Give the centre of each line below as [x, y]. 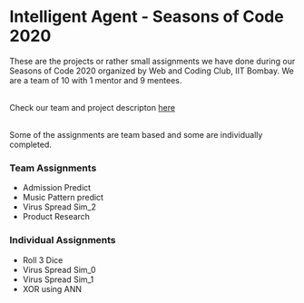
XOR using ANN [52, 288]
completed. [30, 144]
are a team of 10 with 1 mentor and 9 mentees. [96, 80]
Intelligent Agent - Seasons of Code [147, 17]
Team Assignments [53, 168]
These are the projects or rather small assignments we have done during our [152, 61]
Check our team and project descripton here [92, 107]
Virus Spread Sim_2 [59, 207]
